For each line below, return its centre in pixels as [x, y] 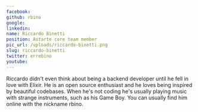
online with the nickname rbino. [45, 104]
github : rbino [24, 17]
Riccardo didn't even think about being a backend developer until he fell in [98, 79]
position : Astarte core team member [52, 39]
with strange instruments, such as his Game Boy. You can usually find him [97, 97]
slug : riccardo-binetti [36, 51]
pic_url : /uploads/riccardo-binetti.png [57, 45]
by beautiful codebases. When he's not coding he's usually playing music [97, 91]
